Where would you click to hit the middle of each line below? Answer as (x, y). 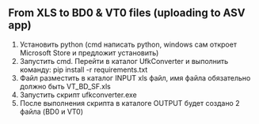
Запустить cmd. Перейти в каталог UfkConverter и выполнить (124, 61)
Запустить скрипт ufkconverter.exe (78, 95)
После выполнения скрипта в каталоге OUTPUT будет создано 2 (129, 103)
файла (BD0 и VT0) (51, 111)
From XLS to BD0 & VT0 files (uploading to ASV (127, 13)
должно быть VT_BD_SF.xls (65, 86)
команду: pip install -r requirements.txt (84, 70)
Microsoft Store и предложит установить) (89, 53)
